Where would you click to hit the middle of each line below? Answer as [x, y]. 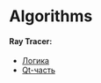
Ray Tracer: [31, 41]
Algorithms [51, 16]
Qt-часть [38, 70]
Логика [36, 61]
